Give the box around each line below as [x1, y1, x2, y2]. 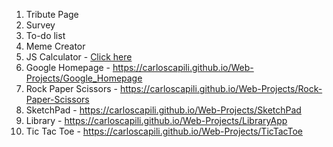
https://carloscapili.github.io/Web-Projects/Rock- [119, 83, 323, 94]
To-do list [25, 30, 66, 41]
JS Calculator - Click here [25, 51, 133, 63]
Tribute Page [25, 9, 79, 20]
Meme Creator [25, 40, 86, 52]
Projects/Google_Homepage [25, 72, 143, 84]
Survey [25, 19, 56, 31]
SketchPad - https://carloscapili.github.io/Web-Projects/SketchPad [25, 104, 302, 116]
